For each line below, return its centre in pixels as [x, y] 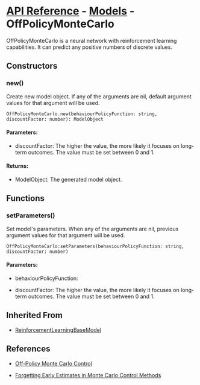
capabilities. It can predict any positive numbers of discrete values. [89, 47]
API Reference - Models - [70, 11]
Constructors [32, 66]
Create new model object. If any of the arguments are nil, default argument [99, 96]
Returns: [17, 166]
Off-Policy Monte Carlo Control [53, 363]
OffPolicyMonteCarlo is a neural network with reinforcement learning [92, 40]
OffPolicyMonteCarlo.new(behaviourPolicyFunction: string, [82, 114]
